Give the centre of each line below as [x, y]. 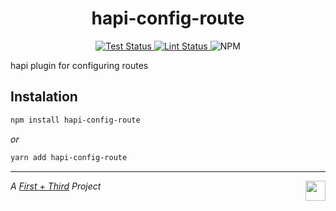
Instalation [44, 97]
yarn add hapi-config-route [69, 157]
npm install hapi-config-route [75, 120]
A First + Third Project [56, 186]
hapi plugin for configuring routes [79, 65]
